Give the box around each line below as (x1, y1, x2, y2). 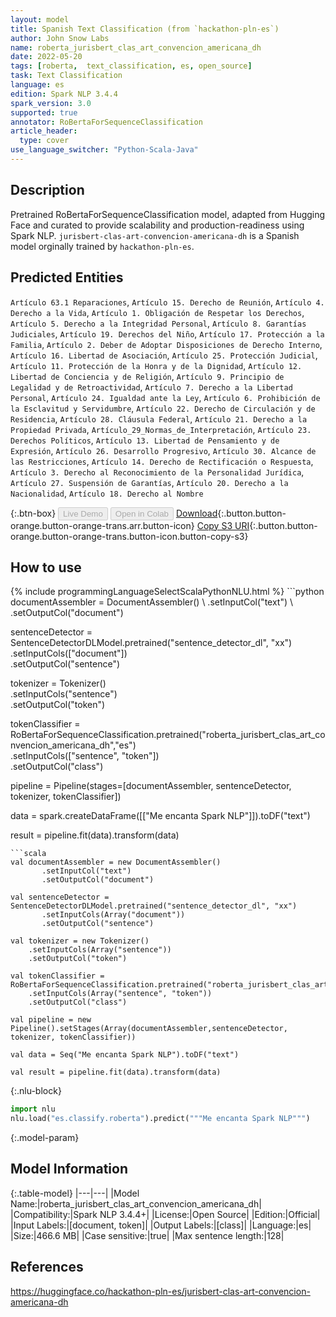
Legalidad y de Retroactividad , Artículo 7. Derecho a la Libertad (10, 381, 293, 393)
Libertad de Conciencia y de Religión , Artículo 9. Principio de (10, 370, 285, 382)
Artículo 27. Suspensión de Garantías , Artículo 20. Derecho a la (10, 476, 289, 488)
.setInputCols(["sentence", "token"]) (10, 750, 160, 762)
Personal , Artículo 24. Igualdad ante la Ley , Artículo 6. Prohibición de (10, 391, 321, 403)
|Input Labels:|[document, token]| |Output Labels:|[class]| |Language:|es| (10, 1219, 312, 1231)
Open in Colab (114, 508, 169, 519)
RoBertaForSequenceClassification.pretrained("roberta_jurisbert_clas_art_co (10, 729, 326, 741)
